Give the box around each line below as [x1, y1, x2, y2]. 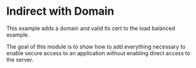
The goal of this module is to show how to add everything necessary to [6, 43, 186, 50]
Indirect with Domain [6, 4, 115, 18]
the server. [6, 56, 34, 63]
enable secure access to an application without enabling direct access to [6, 49, 190, 56]
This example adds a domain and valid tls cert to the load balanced [6, 25, 176, 32]
